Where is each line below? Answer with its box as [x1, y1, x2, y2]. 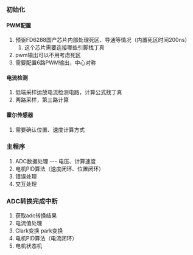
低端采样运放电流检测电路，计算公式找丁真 [15, 89, 122, 96]
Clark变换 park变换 [15, 227, 63, 234]
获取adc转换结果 [15, 212, 57, 219]
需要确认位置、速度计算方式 [15, 126, 85, 133]
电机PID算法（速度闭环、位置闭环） [15, 165, 105, 172]
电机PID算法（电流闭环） [15, 235, 78, 242]
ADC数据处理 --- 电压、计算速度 [15, 157, 96, 165]
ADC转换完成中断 [6, 197, 58, 205]
